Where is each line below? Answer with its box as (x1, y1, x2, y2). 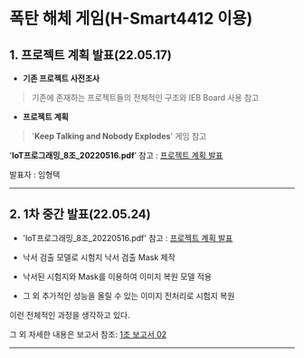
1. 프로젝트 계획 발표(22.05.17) (9, 47, 172, 63)
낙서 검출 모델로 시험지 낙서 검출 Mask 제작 (22, 251, 176, 263)
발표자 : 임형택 (9, 169, 61, 179)
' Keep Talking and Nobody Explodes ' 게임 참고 (31, 131, 207, 141)
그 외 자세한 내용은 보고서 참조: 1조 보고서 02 (9, 328, 167, 340)
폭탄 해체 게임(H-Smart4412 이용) (9, 8, 253, 29)
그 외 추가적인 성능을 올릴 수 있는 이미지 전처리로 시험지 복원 (22, 290, 235, 301)
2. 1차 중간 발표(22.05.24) (9, 207, 151, 222)
